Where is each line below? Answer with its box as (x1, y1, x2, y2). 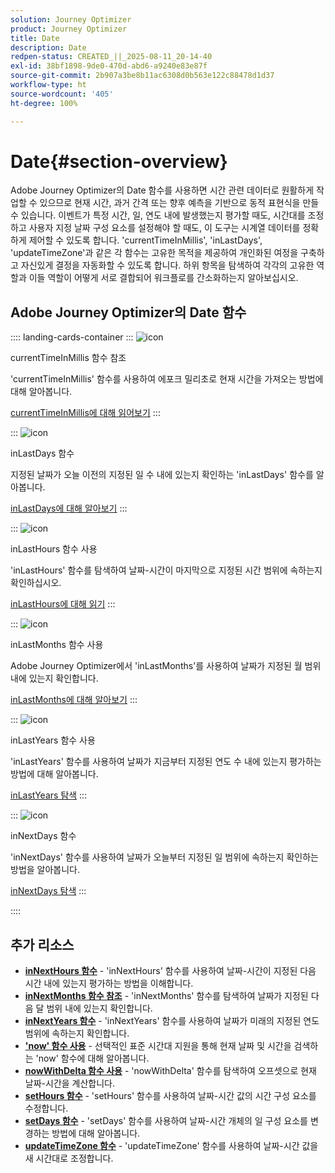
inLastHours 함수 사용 (10, 543, 98, 555)
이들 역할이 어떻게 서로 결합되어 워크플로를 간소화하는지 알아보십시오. (28, 272, 299, 284)
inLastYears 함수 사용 (10, 734, 96, 746)
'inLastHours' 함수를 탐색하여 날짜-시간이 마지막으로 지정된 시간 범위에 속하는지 (10, 564, 323, 576)
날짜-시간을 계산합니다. (24, 1077, 116, 1090)
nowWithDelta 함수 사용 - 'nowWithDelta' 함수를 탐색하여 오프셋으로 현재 (24, 1065, 318, 1077)
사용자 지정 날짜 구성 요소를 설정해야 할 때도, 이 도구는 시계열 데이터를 (28, 222, 301, 234)
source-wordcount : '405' (10, 89, 114, 99)
